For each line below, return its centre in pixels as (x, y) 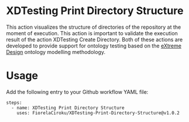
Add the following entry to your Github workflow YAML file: (77, 91)
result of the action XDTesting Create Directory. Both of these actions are (95, 39)
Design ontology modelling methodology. (56, 52)
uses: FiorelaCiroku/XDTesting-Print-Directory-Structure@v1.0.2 (98, 113)
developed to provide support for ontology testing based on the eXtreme (94, 46)
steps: (14, 103)
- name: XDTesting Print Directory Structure (68, 108)
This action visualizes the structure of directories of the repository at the (94, 27)
